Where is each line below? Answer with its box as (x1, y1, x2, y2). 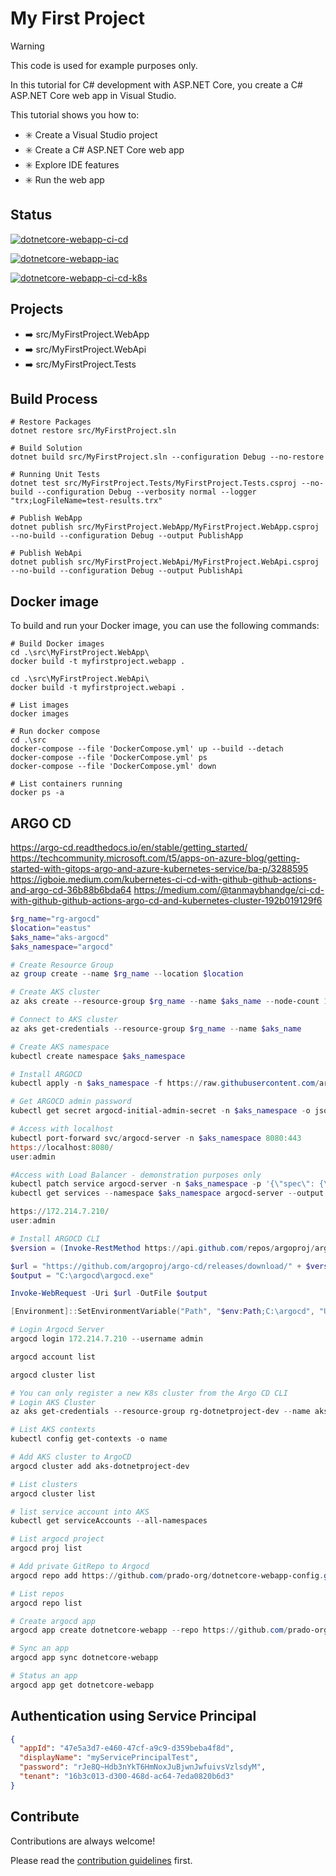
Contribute (10, 1808, 80, 1826)
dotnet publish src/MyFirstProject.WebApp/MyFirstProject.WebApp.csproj (10, 522, 320, 532)
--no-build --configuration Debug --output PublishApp (10, 531, 244, 541)
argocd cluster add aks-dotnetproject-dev (10, 1461, 190, 1471)
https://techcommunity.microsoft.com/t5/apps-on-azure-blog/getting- (10, 852, 301, 864)
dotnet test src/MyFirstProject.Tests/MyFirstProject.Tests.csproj (10, 478, 298, 489)
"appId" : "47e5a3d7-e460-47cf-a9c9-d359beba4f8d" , (19, 1743, 235, 1754)
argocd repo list (10, 1598, 83, 1608)
